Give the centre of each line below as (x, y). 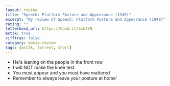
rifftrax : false (22, 38)
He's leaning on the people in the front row (58, 62)
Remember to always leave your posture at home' (65, 78)
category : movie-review (31, 43)
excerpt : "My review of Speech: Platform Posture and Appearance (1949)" (86, 19)
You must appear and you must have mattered (61, 73)
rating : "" (17, 24)
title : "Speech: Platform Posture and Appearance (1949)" (68, 15)
